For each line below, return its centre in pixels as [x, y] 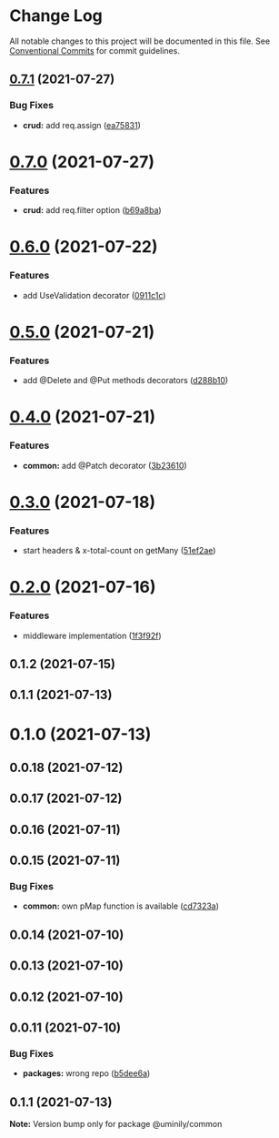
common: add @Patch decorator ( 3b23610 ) [105, 465]
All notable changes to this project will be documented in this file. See [140, 41]
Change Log [56, 16]
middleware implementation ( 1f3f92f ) [92, 635]
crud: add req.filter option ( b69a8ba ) [92, 210]
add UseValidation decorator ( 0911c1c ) [94, 295]
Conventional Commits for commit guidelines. [95, 50]
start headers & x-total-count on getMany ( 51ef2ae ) [119, 551]
